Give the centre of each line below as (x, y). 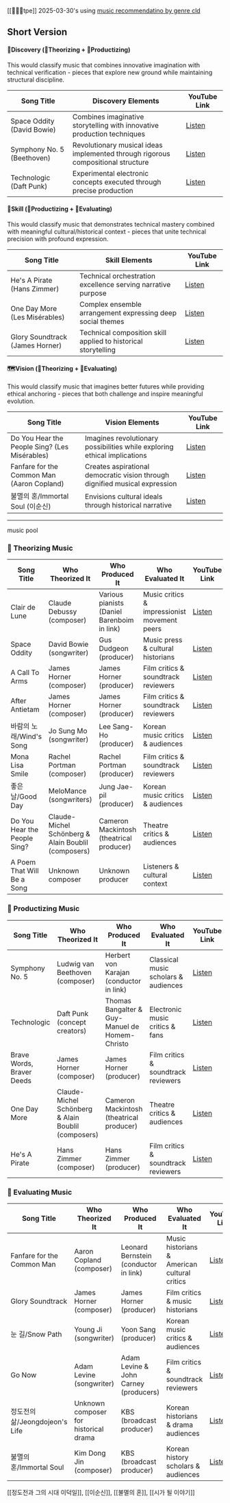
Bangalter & (124, 1009)
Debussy (63, 612)
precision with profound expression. (58, 239)
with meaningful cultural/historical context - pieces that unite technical (107, 231)
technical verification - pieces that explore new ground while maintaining (110, 72)
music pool (23, 530)
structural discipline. (36, 80)
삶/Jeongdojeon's (39, 1421)
